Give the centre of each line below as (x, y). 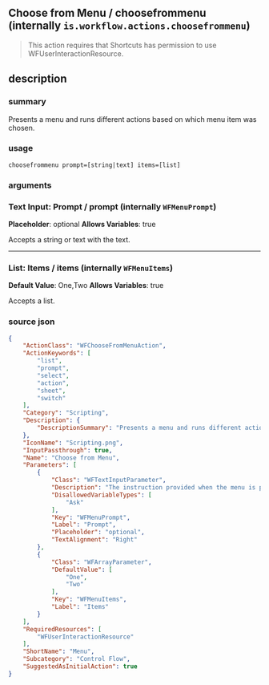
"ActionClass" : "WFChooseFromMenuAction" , (94, 346)
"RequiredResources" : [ (62, 629)
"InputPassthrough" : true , (68, 450)
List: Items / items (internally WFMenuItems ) (91, 268)
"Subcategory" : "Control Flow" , (76, 659)
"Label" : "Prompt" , (83, 525)
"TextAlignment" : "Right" (94, 540)
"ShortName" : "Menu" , (58, 652)
